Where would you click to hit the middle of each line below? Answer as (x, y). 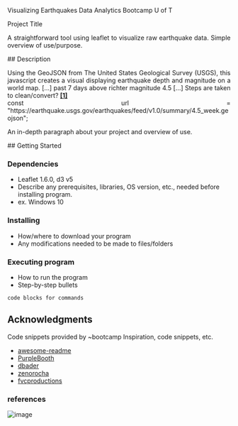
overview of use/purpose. (45, 45)
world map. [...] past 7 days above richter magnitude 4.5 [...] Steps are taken (119, 88)
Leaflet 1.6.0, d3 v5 (45, 180)
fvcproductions (40, 381)
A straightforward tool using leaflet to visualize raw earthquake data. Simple (119, 38)
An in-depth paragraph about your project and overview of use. (100, 132)
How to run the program (53, 277)
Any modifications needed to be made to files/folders (95, 244)
